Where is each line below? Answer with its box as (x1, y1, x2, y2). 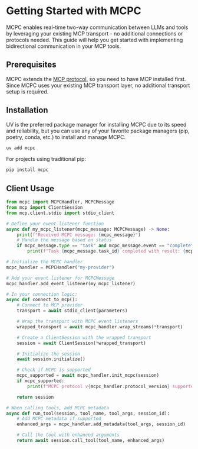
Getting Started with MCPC (6, 4, 141, 18)
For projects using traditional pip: (6, 156, 87, 163)
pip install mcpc (6, 167, 49, 173)
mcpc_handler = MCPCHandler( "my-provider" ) (6, 264, 115, 270)
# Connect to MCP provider (16, 302, 83, 308)
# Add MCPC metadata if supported (16, 416, 101, 422)
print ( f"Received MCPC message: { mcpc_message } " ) (16, 232, 141, 238)
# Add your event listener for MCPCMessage (6, 275, 115, 281)
